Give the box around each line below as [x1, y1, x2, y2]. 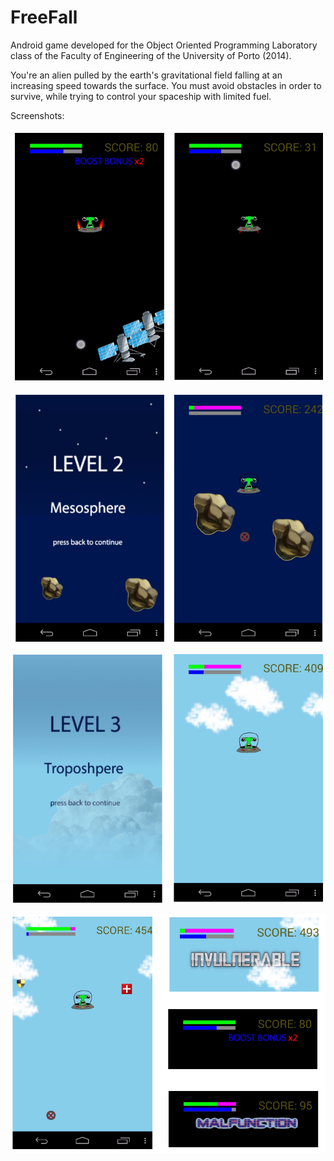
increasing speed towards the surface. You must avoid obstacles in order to [10, 79, 322, 91]
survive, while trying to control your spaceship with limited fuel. [10, 90, 272, 102]
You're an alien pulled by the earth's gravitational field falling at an [10, 69, 283, 81]
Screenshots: [10, 109, 65, 121]
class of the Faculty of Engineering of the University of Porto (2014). [10, 49, 292, 61]
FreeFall [10, 6, 78, 29]
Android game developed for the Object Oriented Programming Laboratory [10, 39, 318, 51]
